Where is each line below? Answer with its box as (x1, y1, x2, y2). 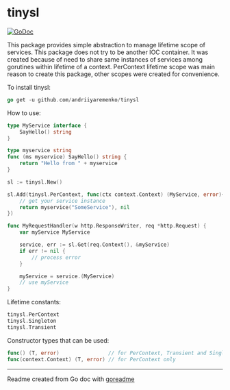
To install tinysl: (7, 83, 51, 91)
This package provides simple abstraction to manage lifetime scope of (7, 40, 205, 49)
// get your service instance (19, 197, 106, 204)
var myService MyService (19, 229, 90, 236)
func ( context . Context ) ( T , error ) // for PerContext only (7, 356, 176, 363)
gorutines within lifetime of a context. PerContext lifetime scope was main (7, 62, 216, 71)
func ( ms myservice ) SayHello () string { (7, 154, 127, 160)
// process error (31, 254, 81, 261)
